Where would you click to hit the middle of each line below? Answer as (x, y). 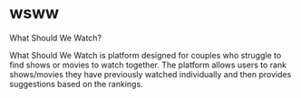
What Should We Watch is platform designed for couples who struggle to (146, 55)
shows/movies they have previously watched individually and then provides (150, 74)
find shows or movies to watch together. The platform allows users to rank (148, 65)
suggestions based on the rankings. (76, 84)
